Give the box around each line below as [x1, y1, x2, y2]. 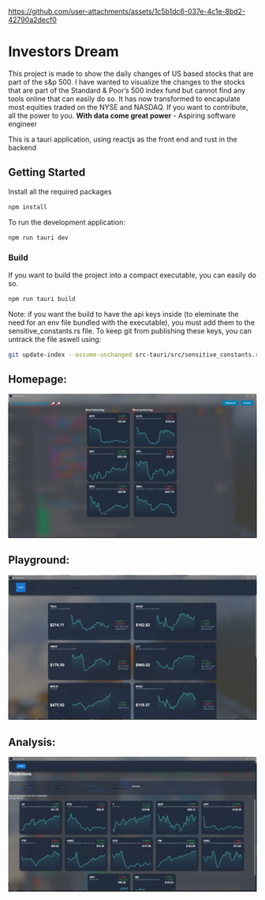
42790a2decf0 [8, 15, 58, 24]
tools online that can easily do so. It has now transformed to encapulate [8, 94, 241, 104]
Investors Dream [8, 43, 120, 61]
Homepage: [8, 372, 67, 386]
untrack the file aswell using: [8, 334, 102, 344]
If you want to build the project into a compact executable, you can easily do [8, 270, 256, 280]
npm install [8, 203, 47, 211]
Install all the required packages [8, 186, 112, 196]
